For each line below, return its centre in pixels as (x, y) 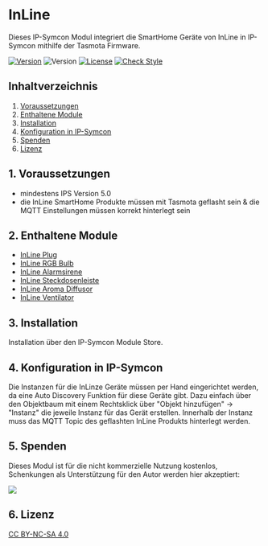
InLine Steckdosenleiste (60, 281)
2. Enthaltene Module (63, 235)
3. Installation (43, 323)
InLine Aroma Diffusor (56, 289)
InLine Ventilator (47, 298)
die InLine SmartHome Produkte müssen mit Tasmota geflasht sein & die (140, 202)
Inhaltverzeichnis (53, 86)
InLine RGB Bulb (47, 264)
